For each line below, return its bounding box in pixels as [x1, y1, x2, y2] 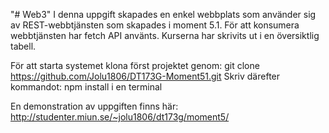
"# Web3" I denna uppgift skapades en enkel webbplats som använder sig [10, 9, 317, 20]
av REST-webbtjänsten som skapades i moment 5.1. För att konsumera [10, 19, 300, 31]
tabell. [10, 40, 37, 52]
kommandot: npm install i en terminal [10, 81, 163, 93]
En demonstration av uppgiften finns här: [10, 100, 179, 112]
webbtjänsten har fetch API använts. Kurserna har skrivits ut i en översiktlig [10, 30, 320, 41]
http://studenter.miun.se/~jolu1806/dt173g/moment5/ [10, 111, 230, 123]
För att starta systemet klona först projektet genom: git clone [10, 60, 260, 71]
